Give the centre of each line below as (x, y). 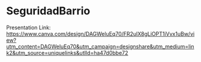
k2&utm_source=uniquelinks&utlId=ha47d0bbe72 (67, 52)
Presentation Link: (28, 27)
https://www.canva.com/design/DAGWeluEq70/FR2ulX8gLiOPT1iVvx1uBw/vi (100, 33)
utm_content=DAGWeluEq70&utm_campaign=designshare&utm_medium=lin (100, 46)
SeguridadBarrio (48, 11)
